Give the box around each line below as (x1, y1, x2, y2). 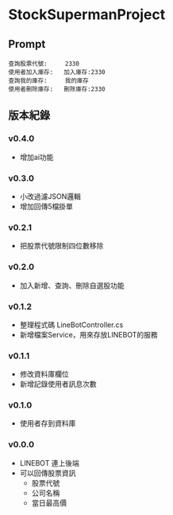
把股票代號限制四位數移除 (19, 241, 104, 251)
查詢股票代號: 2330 (8, 60, 79, 68)
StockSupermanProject (8, 6, 166, 24)
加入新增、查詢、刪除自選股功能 (19, 280, 125, 290)
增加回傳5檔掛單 (19, 201, 74, 211)
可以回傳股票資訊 (19, 468, 76, 478)
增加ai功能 (19, 152, 54, 162)
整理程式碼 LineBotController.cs (19, 320, 124, 330)
